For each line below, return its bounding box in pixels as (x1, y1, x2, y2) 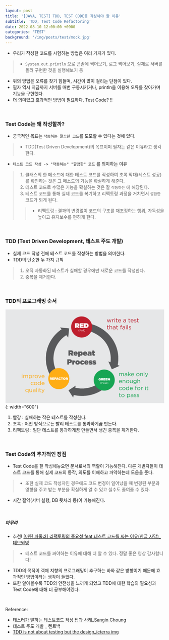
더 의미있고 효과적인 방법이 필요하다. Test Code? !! (12, 97, 113, 103)
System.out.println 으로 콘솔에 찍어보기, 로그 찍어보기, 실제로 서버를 (25, 61, 163, 67)
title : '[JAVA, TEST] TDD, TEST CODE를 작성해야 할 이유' (5, 13, 121, 19)
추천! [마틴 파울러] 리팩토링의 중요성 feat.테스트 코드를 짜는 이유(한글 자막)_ (12, 533, 161, 539)
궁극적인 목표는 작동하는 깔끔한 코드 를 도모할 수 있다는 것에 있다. (12, 133, 136, 139)
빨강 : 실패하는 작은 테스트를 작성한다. (12, 414, 87, 420)
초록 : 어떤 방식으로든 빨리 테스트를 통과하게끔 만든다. (12, 421, 118, 427)
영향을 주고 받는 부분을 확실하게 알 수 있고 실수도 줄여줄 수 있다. (25, 487, 150, 493)
